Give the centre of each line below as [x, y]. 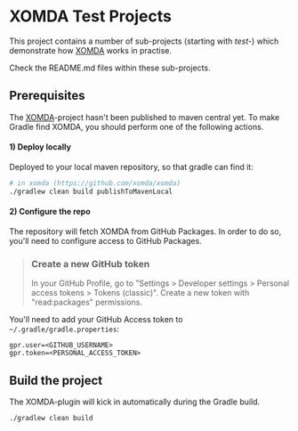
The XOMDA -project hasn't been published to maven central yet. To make [145, 117]
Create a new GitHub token [90, 264]
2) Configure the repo [50, 212]
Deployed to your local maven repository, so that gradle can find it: [131, 167]
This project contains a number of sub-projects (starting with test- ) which [144, 41]
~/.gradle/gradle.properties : [64, 329]
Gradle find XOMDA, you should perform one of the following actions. [137, 126]
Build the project [56, 380]
